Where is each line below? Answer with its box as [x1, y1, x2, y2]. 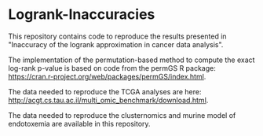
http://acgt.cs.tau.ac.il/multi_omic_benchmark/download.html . [8, 95, 209, 105]
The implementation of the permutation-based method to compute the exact [8, 55, 255, 64]
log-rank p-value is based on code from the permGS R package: [8, 63, 216, 72]
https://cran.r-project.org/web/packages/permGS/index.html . [8, 72, 206, 81]
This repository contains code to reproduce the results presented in [8, 31, 227, 41]
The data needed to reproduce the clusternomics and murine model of [8, 110, 236, 119]
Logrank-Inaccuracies [8, 6, 155, 24]
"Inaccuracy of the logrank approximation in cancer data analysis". [8, 39, 224, 49]
